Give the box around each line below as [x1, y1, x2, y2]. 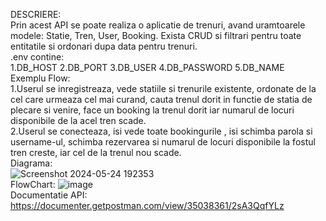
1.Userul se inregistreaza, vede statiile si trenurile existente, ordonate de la [10, 83, 317, 94]
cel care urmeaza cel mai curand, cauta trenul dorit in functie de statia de [10, 94, 313, 105]
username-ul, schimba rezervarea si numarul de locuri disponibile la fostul [10, 136, 316, 148]
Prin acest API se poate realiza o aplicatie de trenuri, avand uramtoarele [10, 19, 306, 31]
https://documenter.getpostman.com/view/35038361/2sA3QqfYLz [10, 200, 285, 211]
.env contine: [10, 51, 65, 63]
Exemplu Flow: [10, 72, 71, 84]
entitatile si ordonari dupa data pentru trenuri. [10, 40, 198, 52]
